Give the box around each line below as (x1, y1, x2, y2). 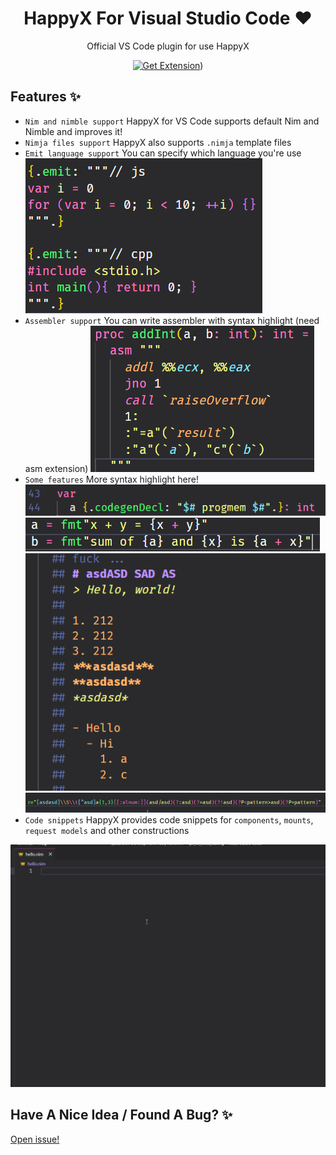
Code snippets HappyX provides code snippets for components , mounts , (24, 813, 314, 826)
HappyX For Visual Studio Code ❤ (23, 7, 313, 30)
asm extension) (24, 462, 89, 474)
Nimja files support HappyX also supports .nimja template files (24, 136, 292, 148)
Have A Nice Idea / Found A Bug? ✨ (10, 1107, 233, 1124)
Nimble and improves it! (24, 125, 123, 137)
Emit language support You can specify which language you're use (24, 147, 302, 159)
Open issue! (10, 1133, 60, 1145)
